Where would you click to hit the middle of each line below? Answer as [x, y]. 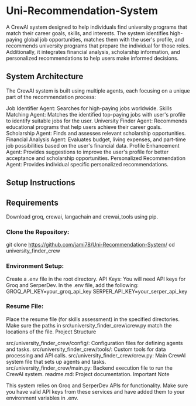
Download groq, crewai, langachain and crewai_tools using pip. [82, 216]
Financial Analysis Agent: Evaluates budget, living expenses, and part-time [96, 139]
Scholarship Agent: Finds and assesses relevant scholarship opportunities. [96, 133]
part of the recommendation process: [51, 97]
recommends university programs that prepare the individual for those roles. [98, 46]
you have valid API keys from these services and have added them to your [96, 391]
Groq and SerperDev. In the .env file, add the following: [72, 285]
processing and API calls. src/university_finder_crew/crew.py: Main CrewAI [96, 355]
